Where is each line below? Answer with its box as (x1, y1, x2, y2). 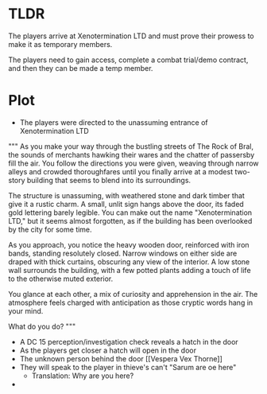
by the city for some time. (8, 224, 93, 234)
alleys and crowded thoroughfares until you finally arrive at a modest (8, 166, 233, 176)
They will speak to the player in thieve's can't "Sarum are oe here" (19, 362, 237, 372)
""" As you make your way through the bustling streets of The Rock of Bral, (8, 141, 254, 151)
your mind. (8, 306, 44, 315)
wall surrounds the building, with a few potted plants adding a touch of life (8, 265, 252, 275)
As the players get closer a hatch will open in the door (19, 345, 197, 355)
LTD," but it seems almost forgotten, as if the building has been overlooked (8, 216, 253, 225)
